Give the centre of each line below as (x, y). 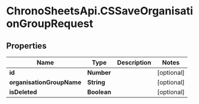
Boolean (99, 92)
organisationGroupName (45, 82)
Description (134, 62)
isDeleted (23, 92)
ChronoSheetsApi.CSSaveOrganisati (100, 11)
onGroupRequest (50, 24)
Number (99, 73)
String (96, 82)
